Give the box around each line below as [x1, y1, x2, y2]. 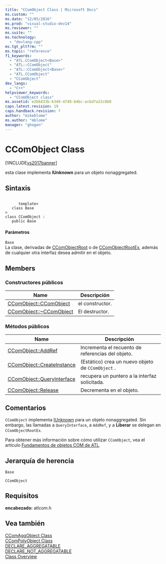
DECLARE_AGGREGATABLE [5, 543, 61, 549]
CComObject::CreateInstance [7, 361, 76, 368]
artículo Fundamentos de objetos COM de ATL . [5, 442, 100, 448]
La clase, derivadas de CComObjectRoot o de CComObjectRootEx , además [5, 245, 158, 251]
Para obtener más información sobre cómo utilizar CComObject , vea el [5, 437, 145, 443]
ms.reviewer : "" [5, 26, 39, 31]
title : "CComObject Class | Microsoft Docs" [5, 7, 98, 12]
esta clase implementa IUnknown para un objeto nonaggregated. [5, 169, 138, 176]
